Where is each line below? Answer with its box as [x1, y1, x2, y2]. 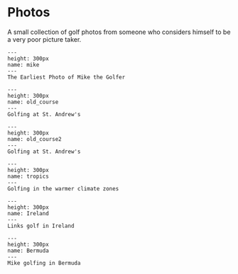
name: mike [7, 61, 40, 68]
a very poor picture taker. [7, 35, 82, 43]
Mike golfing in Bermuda [7, 259, 81, 266]
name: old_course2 [7, 135, 62, 142]
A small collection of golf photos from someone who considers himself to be [7, 28, 231, 36]
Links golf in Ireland [7, 222, 75, 229]
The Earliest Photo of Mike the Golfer [7, 74, 126, 81]
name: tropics [7, 173, 50, 180]
